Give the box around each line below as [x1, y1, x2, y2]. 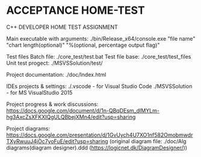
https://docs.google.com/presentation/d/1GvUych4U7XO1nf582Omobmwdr [6, 131, 193, 138]
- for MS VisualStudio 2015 [6, 89, 73, 96]
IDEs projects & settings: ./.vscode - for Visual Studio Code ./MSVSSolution [6, 82, 193, 90]
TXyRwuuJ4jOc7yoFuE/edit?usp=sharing [6, 137, 108, 144]
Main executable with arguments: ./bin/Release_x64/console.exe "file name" [6, 35, 196, 42]
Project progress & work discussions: [6, 100, 99, 108]
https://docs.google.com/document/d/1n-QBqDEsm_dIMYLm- [6, 107, 159, 114]
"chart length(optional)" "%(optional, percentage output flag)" [6, 41, 160, 49]
